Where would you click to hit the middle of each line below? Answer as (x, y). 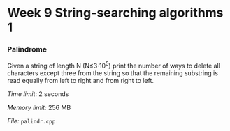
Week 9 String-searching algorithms (115, 13)
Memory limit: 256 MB (39, 108)
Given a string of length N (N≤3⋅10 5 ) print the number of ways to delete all (114, 65)
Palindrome (27, 49)
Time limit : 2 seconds (38, 94)
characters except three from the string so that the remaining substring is (113, 73)
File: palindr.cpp (31, 121)
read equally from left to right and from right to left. (81, 81)
